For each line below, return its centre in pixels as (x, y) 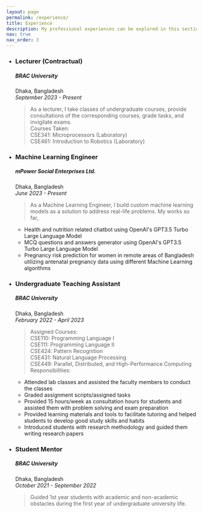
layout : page (23, 12)
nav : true (19, 35)
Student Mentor (39, 449)
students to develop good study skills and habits (84, 420)
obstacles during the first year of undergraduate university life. (108, 503)
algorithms (37, 268)
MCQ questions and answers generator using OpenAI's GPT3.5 (103, 242)
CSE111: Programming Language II (72, 344)
